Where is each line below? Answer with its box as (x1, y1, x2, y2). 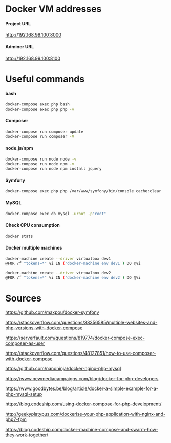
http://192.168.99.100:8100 (5, 55, 60, 61)
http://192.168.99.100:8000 (5, 32, 61, 38)
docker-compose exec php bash (5, 101, 70, 107)
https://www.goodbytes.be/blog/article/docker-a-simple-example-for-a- (5, 385, 159, 392)
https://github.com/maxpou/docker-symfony (5, 309, 99, 315)
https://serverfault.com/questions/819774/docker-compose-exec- (5, 335, 145, 341)
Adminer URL (5, 43, 34, 49)
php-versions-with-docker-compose (5, 325, 83, 331)
